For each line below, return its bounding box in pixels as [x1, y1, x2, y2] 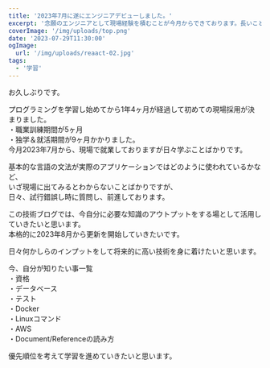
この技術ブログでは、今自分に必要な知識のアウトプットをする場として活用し [8, 209, 262, 218]
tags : [8, 57, 27, 65]
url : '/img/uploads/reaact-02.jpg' [15, 49, 135, 57]
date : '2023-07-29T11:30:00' [8, 34, 106, 43]
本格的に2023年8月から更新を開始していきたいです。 [8, 229, 184, 238]
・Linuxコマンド [8, 313, 62, 323]
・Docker [8, 304, 40, 313]
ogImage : [8, 42, 38, 50]
